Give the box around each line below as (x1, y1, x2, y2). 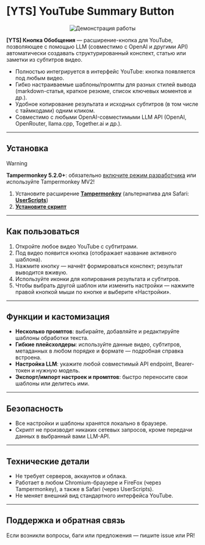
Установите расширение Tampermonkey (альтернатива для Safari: (15, 190, 189, 197)
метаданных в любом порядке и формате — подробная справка (15, 347, 184, 355)
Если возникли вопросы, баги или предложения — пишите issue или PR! (6, 532, 195, 539)
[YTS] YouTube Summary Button (6, 4, 174, 18)
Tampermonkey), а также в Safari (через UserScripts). (15, 486, 154, 492)
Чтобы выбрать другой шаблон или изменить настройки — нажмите (15, 282, 195, 289)
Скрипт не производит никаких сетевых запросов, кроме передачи (15, 426, 192, 434)
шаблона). (15, 255, 43, 263)
